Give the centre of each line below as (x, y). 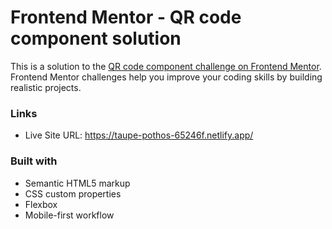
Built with (34, 161)
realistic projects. (46, 87)
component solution (96, 38)
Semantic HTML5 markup (77, 183)
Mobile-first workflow (69, 215)
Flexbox (41, 204)
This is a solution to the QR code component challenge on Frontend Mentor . (166, 66)
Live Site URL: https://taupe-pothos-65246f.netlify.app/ (139, 135)
